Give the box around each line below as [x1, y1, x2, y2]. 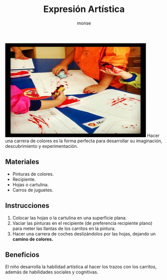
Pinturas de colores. [12, 171, 54, 177]
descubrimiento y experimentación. [5, 143, 78, 149]
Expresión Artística [43, 4, 125, 15]
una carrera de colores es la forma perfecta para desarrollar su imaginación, [5, 138, 162, 144]
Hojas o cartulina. [12, 181, 49, 187]
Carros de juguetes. [12, 187, 53, 193]
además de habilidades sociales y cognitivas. [5, 269, 98, 275]
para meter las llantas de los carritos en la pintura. [12, 225, 116, 231]
